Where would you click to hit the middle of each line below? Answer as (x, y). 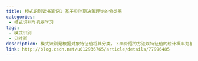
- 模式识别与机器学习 (31, 22)
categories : (21, 17)
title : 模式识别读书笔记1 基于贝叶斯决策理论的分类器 (64, 11)
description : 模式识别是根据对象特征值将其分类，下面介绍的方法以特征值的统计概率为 (98, 44)
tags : (13, 28)
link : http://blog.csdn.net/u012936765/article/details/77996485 (88, 49)
